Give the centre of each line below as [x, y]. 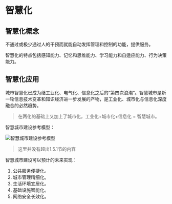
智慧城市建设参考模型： [30, 127]
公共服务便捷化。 [31, 171]
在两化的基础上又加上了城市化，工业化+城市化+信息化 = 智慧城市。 [89, 116]
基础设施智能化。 [31, 190]
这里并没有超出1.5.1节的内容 [47, 149]
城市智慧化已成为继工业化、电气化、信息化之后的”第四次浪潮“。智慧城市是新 [86, 92]
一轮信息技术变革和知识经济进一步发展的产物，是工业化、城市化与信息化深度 [86, 99]
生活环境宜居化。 [31, 183]
